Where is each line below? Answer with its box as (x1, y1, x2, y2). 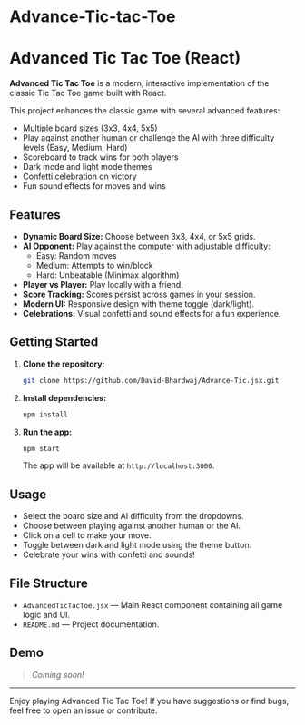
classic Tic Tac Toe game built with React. (9, 88, 167, 99)
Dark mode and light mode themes (22, 162, 152, 172)
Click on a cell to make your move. (22, 530, 152, 541)
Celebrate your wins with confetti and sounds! (22, 549, 195, 560)
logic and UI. (22, 610, 71, 620)
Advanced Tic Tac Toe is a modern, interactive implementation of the (9, 78, 270, 89)
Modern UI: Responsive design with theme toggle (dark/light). (22, 298, 255, 309)
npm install (22, 410, 68, 419)
